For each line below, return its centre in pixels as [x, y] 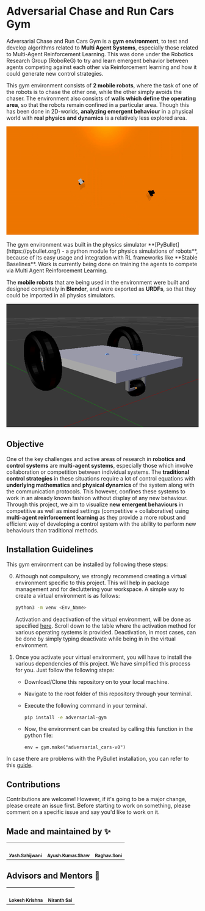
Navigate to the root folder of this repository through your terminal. [108, 694]
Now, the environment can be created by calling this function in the [109, 729]
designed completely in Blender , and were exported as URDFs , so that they [101, 289]
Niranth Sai [60, 900]
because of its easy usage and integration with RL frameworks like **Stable [102, 257]
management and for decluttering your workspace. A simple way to [100, 589]
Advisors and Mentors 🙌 [53, 876]
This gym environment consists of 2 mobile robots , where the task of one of [102, 85]
